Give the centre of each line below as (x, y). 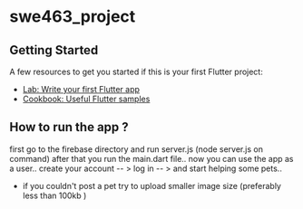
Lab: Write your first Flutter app (81, 89)
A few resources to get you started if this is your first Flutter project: (136, 71)
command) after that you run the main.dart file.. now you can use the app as (151, 158)
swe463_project (73, 17)
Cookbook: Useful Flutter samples (86, 99)
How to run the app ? (69, 127)
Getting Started (54, 50)
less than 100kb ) (54, 195)
